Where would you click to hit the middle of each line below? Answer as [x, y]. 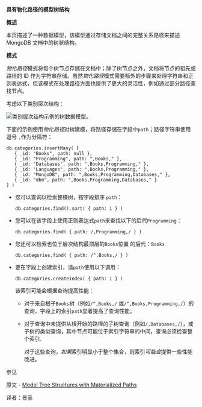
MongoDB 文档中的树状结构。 [43, 43]
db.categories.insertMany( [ [43, 148]
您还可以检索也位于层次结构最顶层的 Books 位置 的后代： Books [90, 244]
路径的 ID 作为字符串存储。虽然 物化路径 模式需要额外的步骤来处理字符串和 [97, 76]
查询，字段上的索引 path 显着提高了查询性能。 [79, 311]
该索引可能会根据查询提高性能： [54, 291]
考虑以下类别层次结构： [35, 104]
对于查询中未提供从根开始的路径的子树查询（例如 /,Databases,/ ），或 [109, 324]
